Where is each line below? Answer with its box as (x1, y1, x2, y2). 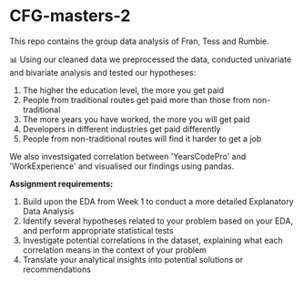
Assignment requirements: (9, 178, 114, 189)
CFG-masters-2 (9, 5, 131, 26)
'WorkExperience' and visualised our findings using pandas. (9, 161, 235, 172)
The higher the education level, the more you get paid (22, 84, 225, 96)
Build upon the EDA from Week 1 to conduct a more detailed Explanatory (22, 195, 294, 206)
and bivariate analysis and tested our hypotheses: (9, 67, 197, 78)
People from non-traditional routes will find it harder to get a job (22, 133, 262, 144)
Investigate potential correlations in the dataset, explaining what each (22, 235, 284, 245)
